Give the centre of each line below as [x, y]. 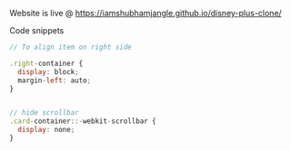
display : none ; [46, 130]
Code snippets [37, 30]
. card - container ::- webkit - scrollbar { [83, 121]
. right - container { [46, 63]
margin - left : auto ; [55, 80]
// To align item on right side [70, 47]
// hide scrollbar [44, 113]
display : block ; [48, 71]
